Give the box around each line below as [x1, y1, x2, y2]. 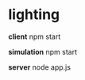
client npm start [8, 32, 61, 41]
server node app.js [8, 62, 71, 72]
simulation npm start [8, 47, 78, 56]
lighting [8, 6, 60, 24]
